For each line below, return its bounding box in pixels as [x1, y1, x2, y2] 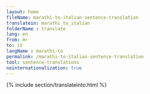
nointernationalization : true [6, 64, 83, 71]
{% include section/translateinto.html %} [6, 81, 107, 89]
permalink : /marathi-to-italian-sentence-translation [6, 54, 145, 60]
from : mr [6, 37, 28, 43]
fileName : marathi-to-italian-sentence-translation [6, 14, 139, 20]
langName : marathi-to [6, 48, 63, 54]
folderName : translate [6, 25, 66, 32]
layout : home [6, 8, 39, 15]
